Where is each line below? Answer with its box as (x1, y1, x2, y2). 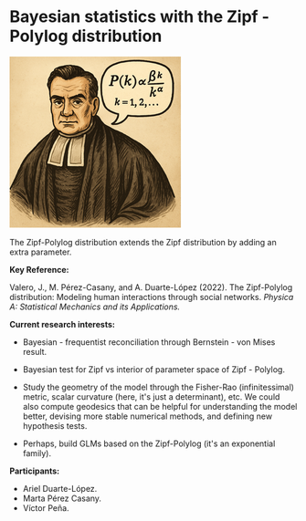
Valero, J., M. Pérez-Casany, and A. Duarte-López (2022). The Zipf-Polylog (9, 281, 293, 293)
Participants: (9, 465, 60, 476)
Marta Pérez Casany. (22, 493, 102, 504)
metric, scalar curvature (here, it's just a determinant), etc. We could (22, 391, 280, 402)
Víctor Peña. (22, 502, 70, 513)
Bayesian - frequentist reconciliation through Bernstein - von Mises (22, 336, 276, 348)
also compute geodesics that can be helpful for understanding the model (22, 401, 298, 412)
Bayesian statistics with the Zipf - (9, 6, 269, 27)
